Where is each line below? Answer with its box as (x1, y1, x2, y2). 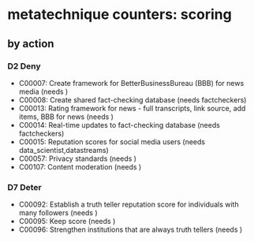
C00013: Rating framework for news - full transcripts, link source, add (18, 103, 246, 113)
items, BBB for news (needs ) (18, 112, 114, 121)
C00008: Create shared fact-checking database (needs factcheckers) (18, 95, 247, 104)
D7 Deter (7, 181, 43, 192)
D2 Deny (7, 61, 41, 72)
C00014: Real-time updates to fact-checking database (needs (18, 120, 220, 129)
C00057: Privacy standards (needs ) (18, 154, 137, 163)
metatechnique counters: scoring (7, 6, 232, 24)
